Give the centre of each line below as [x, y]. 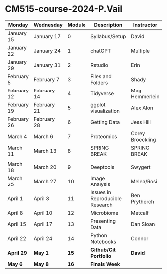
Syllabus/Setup [108, 36]
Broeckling [143, 139]
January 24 [47, 51]
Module [77, 25]
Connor [140, 238]
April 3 [42, 198]
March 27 [45, 181]
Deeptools [102, 167]
